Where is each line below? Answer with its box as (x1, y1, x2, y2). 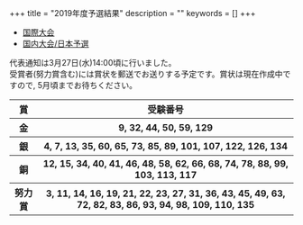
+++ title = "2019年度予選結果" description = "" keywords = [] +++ (9, 8, 256, 18)
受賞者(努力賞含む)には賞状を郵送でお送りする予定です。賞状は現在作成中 (9, 68, 283, 79)
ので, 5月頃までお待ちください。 (16, 80, 138, 90)
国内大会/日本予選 (22, 39, 89, 49)
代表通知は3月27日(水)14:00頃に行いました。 (9, 58, 177, 67)
